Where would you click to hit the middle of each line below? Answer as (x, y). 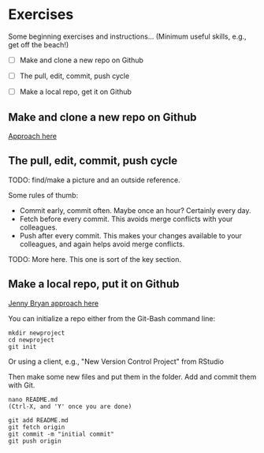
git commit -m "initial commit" (61, 434)
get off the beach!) (39, 44)
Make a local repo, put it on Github (94, 285)
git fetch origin (37, 427)
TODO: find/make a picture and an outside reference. (94, 180)
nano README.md (33, 399)
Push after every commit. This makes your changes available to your (131, 235)
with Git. (22, 385)
